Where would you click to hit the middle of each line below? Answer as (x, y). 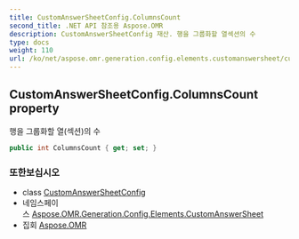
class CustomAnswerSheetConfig (84, 192)
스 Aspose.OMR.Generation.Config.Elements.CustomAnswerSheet (143, 213)
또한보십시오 (35, 172)
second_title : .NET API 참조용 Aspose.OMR (86, 26)
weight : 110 (31, 51)
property (34, 109)
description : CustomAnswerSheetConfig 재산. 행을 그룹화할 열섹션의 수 (133, 34)
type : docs (29, 42)
